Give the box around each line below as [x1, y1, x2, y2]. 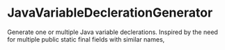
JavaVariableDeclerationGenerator [7, 5, 213, 21]
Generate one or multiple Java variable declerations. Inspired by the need [7, 28, 218, 36]
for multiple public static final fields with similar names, [7, 35, 165, 43]
